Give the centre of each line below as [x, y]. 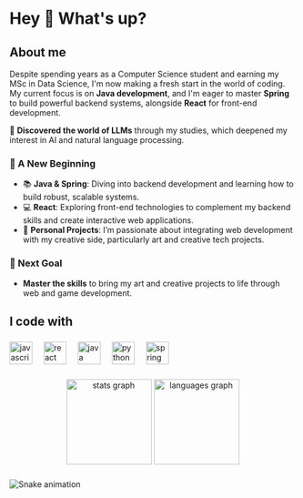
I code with [41, 321]
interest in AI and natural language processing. [97, 140]
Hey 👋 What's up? [78, 19]
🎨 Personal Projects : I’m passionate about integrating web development [157, 230]
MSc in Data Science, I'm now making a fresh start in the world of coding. [147, 84]
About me [38, 52]
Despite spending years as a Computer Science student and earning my [144, 74]
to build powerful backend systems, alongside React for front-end [133, 103]
